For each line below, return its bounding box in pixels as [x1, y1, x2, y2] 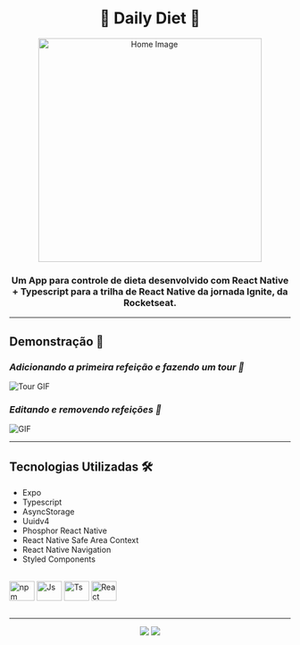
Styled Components [21, 554, 96, 564]
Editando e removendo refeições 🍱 [9, 403, 162, 415]
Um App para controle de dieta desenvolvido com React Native [11, 274, 289, 286]
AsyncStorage [21, 506, 75, 517]
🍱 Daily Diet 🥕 [99, 8, 201, 29]
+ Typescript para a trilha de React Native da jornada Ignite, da [12, 285, 288, 298]
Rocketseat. [123, 296, 177, 309]
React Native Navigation [21, 545, 112, 556]
